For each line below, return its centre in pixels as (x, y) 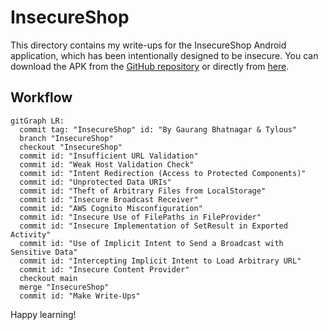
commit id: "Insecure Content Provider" (104, 269)
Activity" (31, 234)
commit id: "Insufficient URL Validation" (109, 156)
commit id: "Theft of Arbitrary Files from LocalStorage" (143, 191)
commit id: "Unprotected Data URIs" (95, 182)
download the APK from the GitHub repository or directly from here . (150, 66)
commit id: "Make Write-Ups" (80, 296)
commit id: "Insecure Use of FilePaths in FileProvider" (140, 217)
